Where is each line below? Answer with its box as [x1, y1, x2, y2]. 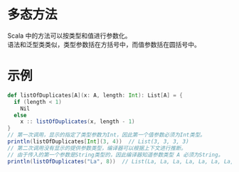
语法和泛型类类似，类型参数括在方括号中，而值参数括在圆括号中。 [7, 40, 201, 48]
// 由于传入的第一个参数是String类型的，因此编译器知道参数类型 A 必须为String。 [7, 151, 224, 158]
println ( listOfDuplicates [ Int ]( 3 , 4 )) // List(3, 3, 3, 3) [7, 138, 190, 145]
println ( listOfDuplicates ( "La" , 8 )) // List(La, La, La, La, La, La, [7, 158, 221, 165]
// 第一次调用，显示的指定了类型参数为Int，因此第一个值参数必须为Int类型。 [7, 131, 206, 139]
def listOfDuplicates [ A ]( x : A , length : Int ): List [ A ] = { [7, 92, 183, 99]
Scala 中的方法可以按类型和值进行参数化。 [7, 31, 132, 40]
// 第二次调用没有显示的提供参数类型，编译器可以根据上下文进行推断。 [7, 144, 186, 151]
